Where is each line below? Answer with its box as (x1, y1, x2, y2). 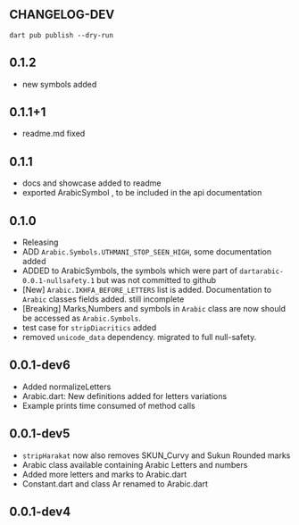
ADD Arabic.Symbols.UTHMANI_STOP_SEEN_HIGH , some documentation (21, 246, 272, 257)
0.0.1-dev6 (9, 357, 71, 373)
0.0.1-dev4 (9, 504, 71, 520)
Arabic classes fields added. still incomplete (21, 294, 185, 304)
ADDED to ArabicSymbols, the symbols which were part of (21, 265, 238, 276)
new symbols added (21, 79, 97, 89)
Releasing (21, 237, 59, 248)
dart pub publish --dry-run (9, 30, 114, 39)
